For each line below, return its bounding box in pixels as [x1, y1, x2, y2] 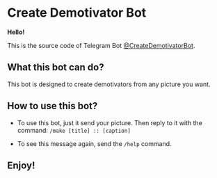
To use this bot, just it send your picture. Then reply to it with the [17, 118, 203, 127]
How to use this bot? [7, 100, 98, 112]
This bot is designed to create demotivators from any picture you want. [7, 80, 211, 88]
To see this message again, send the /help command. [17, 139, 172, 147]
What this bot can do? [7, 61, 104, 74]
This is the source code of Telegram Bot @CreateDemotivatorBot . [7, 41, 195, 49]
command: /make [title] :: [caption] [17, 126, 131, 134]
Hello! [7, 28, 25, 36]
